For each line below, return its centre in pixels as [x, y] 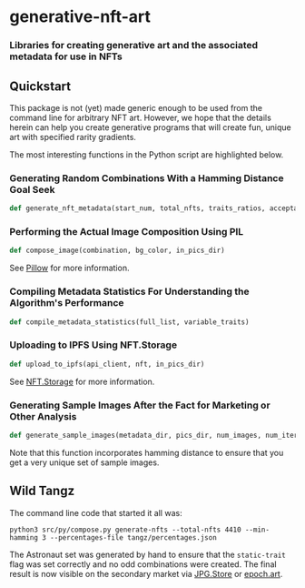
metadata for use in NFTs [66, 56]
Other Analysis [43, 416]
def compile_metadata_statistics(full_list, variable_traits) [129, 322]
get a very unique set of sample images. [84, 462]
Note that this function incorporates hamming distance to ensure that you [147, 452]
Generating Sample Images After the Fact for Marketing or [140, 405]
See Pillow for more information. [69, 268]
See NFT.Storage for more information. [82, 381]
